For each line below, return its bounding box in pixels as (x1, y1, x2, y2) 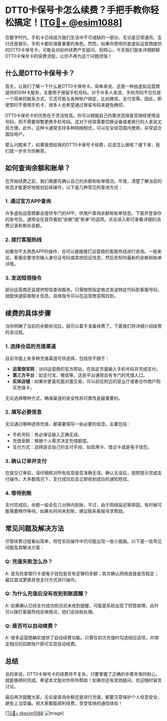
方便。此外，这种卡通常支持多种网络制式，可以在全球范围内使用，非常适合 (9, 125, 162, 131)
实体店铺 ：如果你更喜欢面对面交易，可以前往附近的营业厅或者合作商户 (12, 378, 157, 384)
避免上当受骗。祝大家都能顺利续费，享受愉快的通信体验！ (5, 700, 123, 706)
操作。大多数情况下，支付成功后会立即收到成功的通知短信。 (9, 476, 132, 482)
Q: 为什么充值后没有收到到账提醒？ (5, 590, 88, 597)
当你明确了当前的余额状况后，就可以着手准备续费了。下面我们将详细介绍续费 (5, 323, 162, 329)
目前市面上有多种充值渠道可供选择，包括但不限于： (5, 355, 110, 361)
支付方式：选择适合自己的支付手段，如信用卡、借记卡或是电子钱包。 (12, 444, 152, 450)
